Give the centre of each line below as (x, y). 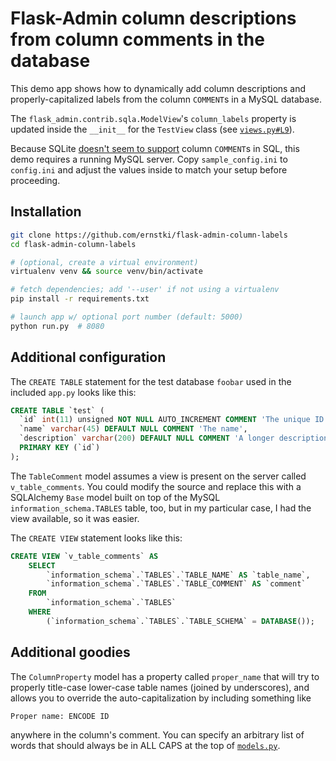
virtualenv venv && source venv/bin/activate (106, 272)
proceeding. (35, 180)
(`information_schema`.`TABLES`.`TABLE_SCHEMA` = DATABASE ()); (180, 621)
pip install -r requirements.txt (80, 299)
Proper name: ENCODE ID (60, 716)
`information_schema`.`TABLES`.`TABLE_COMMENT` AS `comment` (176, 584)
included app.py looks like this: (73, 392)
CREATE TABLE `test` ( (57, 410)
